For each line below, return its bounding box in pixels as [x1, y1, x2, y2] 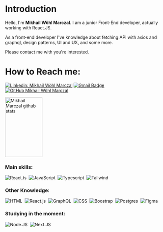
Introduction [5, 3, 57, 15]
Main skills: [5, 163, 33, 170]
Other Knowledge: [5, 187, 50, 194]
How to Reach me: [5, 66, 81, 77]
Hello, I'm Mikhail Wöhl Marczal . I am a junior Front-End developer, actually [5, 20, 158, 25]
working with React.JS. [5, 24, 52, 30]
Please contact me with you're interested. [5, 49, 89, 55]
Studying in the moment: [5, 210, 65, 217]
